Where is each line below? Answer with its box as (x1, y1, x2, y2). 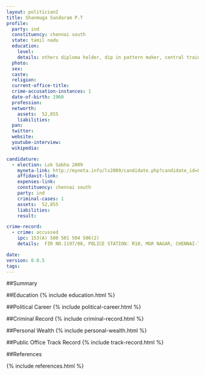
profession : (12, 99, 43, 105)
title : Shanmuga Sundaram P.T (6, 15, 84, 21)
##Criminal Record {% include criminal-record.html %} (6, 315, 145, 323)
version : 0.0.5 (6, 257, 45, 263)
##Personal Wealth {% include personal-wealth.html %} (6, 327, 148, 334)
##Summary (6, 280, 38, 287)
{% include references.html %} (6, 362, 84, 370)
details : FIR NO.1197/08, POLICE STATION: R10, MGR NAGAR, (17, 241, 173, 247)
